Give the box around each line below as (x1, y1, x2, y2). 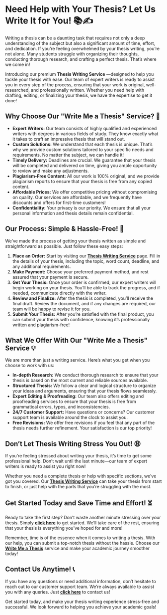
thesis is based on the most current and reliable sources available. (12, 378, 148, 384)
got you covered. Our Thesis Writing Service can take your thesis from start (5, 478, 162, 484)
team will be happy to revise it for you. (12, 306, 91, 312)
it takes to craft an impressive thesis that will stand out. (12, 136, 125, 142)
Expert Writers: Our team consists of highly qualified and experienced (12, 125, 157, 131)
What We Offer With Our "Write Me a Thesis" (5, 336, 148, 345)
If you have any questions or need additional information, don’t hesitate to (5, 578, 157, 584)
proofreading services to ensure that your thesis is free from (12, 399, 137, 405)
